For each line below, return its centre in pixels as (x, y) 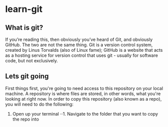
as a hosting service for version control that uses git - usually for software (81, 55)
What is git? (24, 28)
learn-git (24, 9)
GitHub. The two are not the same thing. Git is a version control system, (79, 45)
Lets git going (27, 76)
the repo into (26, 119)
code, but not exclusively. (32, 61)
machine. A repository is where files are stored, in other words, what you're (83, 94)
